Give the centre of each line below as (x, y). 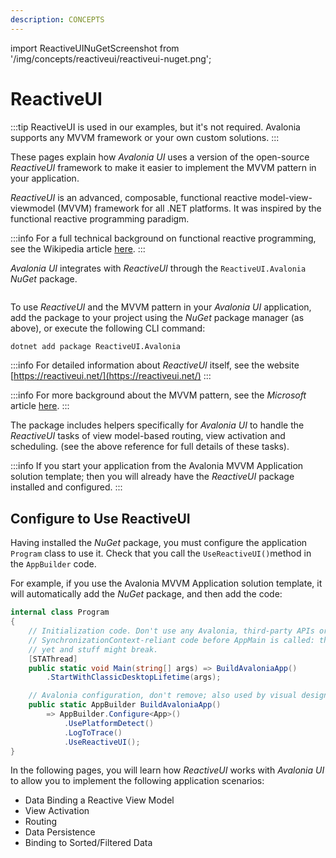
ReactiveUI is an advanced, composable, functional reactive (134, 197)
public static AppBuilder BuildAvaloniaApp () (125, 705)
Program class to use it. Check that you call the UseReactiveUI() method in (161, 553)
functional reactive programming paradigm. (100, 218)
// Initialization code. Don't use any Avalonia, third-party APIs (171, 631)
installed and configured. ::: (66, 487)
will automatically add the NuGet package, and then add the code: (146, 594)
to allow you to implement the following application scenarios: (137, 781)
